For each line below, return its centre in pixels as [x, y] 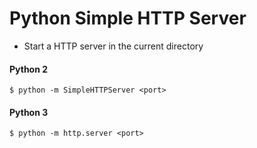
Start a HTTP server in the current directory [113, 46]
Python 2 [29, 69]
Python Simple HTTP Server [128, 18]
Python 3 [29, 112]
